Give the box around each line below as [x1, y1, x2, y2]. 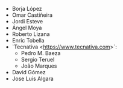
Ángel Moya [11, 24, 42, 31]
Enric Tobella [11, 37, 45, 44]
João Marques [20, 62, 57, 69]
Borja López [11, 5, 42, 12]
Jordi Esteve [11, 18, 43, 25]
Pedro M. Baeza [20, 50, 61, 56]
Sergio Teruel [20, 56, 55, 63]
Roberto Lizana [11, 31, 50, 38]
